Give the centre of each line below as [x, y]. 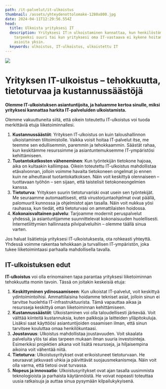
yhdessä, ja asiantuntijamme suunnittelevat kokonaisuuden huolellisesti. [85, 219]
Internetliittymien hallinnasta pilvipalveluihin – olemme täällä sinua [79, 224]
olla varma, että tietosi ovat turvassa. [50, 365]
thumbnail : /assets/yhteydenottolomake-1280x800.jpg [61, 14]
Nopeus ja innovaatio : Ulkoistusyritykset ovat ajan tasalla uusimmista [83, 371]
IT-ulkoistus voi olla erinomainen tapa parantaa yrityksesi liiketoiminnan [79, 277]
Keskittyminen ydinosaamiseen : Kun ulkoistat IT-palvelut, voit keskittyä [86, 292]
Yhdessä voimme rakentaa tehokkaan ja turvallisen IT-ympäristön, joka [77, 244]
